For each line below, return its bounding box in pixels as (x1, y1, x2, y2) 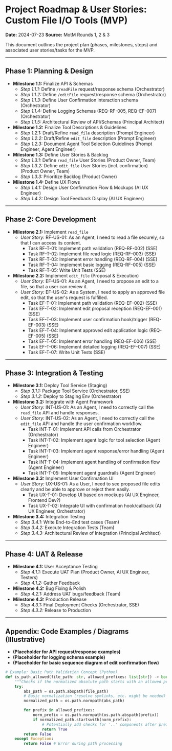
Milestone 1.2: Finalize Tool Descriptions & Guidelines (12, 124, 127, 130)
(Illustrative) (5, 635, 45, 644)
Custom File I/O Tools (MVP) (5, 14, 128, 26)
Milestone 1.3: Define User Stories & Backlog (12, 151, 109, 158)
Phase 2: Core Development (5, 215, 96, 224)
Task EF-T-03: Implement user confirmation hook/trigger (28, 316, 147, 322)
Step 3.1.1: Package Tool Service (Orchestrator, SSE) (20, 388, 131, 394)
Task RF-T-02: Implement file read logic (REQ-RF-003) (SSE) (28, 251, 156, 257)
